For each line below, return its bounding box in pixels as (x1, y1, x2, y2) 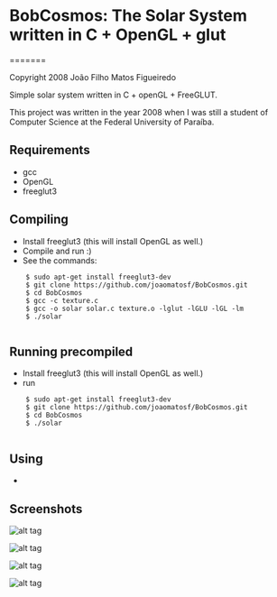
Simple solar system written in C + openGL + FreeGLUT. (9, 89, 218, 100)
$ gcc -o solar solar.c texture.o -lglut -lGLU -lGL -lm (25, 304, 245, 313)
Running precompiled (9, 344, 134, 359)
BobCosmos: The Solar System (9, 5, 248, 26)
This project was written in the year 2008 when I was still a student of (9, 106, 269, 117)
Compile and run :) (22, 245, 92, 256)
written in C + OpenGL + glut (9, 24, 226, 45)
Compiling (9, 212, 69, 227)
